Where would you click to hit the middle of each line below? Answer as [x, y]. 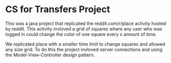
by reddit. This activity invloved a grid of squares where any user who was [84, 28]
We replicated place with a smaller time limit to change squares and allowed [85, 44]
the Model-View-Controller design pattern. [50, 55]
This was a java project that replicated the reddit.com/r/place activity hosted [86, 23]
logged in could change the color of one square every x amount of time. [81, 34]
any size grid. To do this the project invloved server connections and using [84, 49]
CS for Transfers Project [58, 9]
